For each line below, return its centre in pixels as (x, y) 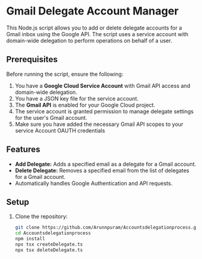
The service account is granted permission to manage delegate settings (104, 111)
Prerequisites (32, 59)
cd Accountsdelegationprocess (53, 233)
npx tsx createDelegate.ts (49, 245)
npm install (30, 239)
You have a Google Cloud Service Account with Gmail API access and (103, 86)
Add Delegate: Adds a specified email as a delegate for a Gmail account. (106, 164)
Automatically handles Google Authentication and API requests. (94, 183)
